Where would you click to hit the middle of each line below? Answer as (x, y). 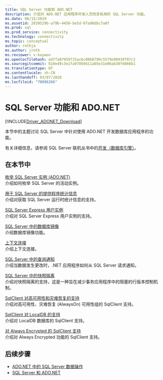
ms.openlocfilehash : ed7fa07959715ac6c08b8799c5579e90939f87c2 (70, 59)
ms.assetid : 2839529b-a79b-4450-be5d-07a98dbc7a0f (57, 23)
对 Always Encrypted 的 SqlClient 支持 (43, 331)
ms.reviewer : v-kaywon (28, 55)
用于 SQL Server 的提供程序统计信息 (41, 194)
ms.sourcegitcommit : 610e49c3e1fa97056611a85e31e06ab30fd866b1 (70, 64)
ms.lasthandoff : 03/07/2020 (33, 77)
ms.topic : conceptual (27, 41)
